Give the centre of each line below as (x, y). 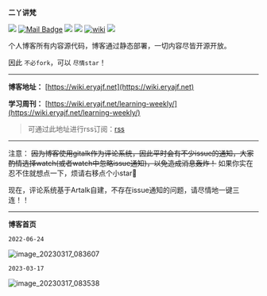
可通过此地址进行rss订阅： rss (76, 129)
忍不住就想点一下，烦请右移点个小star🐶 (73, 173)
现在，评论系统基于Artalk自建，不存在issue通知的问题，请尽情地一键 (120, 190)
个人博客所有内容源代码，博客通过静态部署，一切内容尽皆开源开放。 (120, 46)
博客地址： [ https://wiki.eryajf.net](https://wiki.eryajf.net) (101, 87)
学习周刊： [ (28, 104)
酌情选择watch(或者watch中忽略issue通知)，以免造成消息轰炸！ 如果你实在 (131, 163)
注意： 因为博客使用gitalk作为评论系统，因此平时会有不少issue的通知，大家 (131, 153)
